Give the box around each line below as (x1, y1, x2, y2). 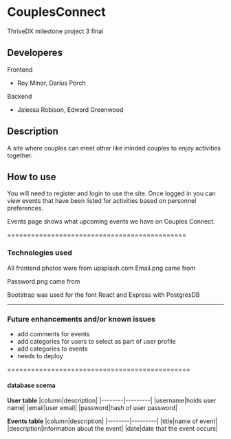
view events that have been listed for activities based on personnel (7, 197, 197, 205)
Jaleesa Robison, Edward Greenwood (16, 105, 124, 114)
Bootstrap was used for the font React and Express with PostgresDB (7, 291, 201, 299)
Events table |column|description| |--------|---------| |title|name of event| (7, 417, 218, 425)
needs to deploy (16, 351, 63, 360)
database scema (7, 381, 56, 389)
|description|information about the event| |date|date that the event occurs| (7, 425, 219, 433)
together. (7, 151, 33, 159)
